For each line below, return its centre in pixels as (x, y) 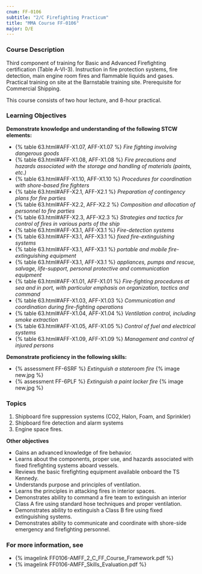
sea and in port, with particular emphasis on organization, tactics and (102, 287)
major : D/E (20, 29)
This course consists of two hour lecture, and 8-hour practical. (84, 100)
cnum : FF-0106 (24, 12)
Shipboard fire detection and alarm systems (69, 423)
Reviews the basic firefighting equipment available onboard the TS (97, 472)
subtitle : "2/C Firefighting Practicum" (58, 17)
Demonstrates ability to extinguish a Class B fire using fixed (89, 510)
